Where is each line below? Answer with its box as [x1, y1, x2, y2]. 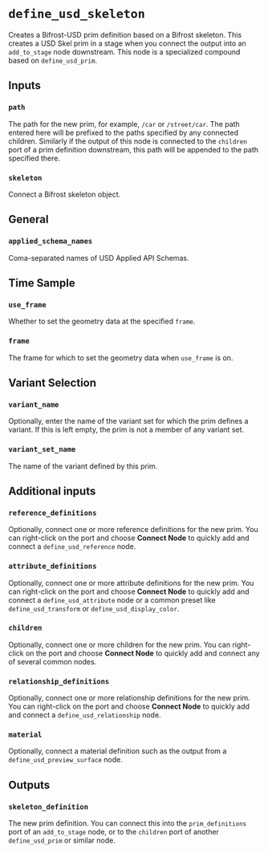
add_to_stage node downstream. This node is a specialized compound [8, 47, 241, 56]
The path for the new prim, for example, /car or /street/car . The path [8, 119, 241, 128]
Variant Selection [8, 376, 97, 389]
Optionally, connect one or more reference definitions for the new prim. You [8, 525, 258, 534]
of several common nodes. [8, 656, 97, 666]
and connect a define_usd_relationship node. [8, 710, 162, 720]
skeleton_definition [8, 802, 89, 811]
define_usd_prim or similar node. [8, 835, 116, 845]
